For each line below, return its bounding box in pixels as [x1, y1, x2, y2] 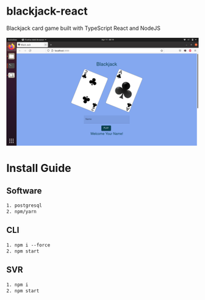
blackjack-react [6, 4, 88, 18]
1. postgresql [6, 202, 43, 209]
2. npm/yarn [6, 209, 37, 215]
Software [6, 185, 42, 196]
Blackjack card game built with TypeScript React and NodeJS [6, 24, 160, 32]
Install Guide [6, 162, 71, 175]
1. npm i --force [6, 242, 51, 248]
